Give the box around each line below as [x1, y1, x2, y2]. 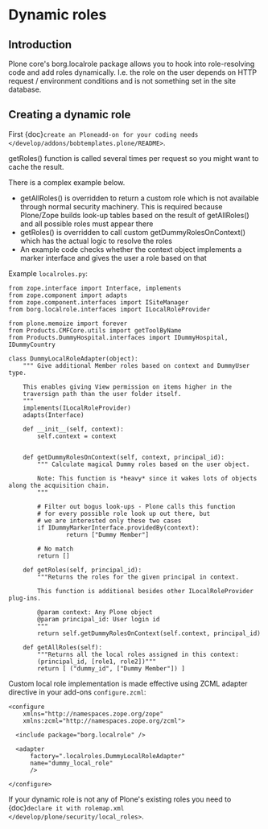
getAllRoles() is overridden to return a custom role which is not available [19, 193, 259, 203]
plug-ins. [8, 594, 42, 602]
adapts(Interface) [23, 410, 85, 419]
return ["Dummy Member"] [65, 530, 150, 538]
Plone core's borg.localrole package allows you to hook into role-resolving [8, 59, 255, 68]
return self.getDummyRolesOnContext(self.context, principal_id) [37, 629, 262, 637]
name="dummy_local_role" [29, 759, 113, 767]
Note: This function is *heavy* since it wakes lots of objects [37, 474, 258, 482]
